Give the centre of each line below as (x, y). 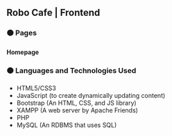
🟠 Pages (22, 33)
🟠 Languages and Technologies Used (71, 70)
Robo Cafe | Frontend (53, 13)
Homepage (23, 52)
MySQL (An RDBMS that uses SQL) (67, 125)
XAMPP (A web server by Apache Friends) (77, 110)
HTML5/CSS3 (36, 88)
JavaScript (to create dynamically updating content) (91, 96)
